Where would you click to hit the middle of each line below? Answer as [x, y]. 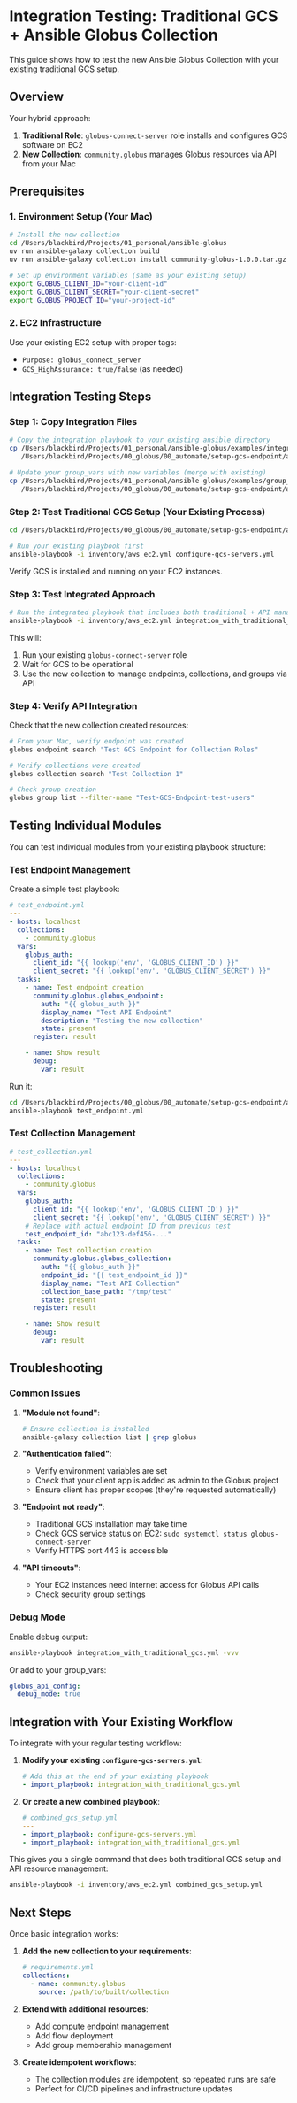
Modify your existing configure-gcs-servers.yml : [112, 1760]
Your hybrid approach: [50, 118]
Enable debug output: [49, 1637]
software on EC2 [53, 144]
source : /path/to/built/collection [104, 1992]
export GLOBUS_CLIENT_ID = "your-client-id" [88, 284]
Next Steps [40, 1912]
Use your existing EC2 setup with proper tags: [93, 342]
